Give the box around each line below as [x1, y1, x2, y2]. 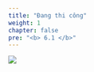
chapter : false [8, 26, 59, 34]
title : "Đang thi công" [8, 11, 88, 20]
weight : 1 [8, 19, 41, 27]
